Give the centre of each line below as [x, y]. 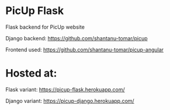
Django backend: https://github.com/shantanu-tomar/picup [77, 38]
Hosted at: [31, 73]
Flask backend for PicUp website [45, 27]
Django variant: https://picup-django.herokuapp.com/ [70, 101]
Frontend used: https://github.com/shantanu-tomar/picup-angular [85, 49]
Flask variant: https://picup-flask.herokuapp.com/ [65, 90]
